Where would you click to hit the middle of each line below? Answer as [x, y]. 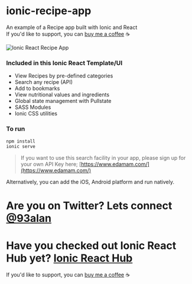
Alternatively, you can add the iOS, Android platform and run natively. [90, 182]
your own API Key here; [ [51, 164]
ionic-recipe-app [49, 11]
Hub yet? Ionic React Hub [69, 258]
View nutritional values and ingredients [62, 95]
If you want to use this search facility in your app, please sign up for [103, 158]
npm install [21, 141]
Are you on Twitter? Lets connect [89, 206]
